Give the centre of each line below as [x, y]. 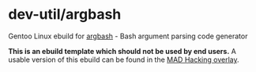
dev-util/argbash [65, 14]
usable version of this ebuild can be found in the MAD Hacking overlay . [124, 59]
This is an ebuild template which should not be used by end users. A [122, 51]
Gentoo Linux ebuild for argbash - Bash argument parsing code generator [128, 36]
